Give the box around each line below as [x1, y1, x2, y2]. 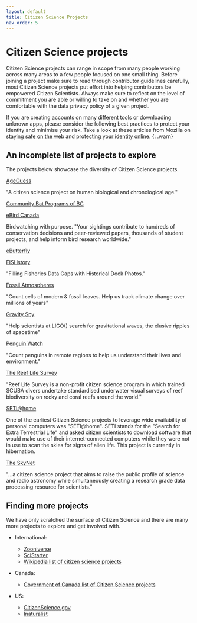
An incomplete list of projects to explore [6, 150, 156, 160]
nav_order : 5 [6, 20, 38, 25]
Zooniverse [23, 545, 51, 553]
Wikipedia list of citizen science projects [23, 558, 122, 565]
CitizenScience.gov [23, 603, 71, 611]
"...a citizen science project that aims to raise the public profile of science [6, 471, 185, 478]
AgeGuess [6, 177, 32, 184]
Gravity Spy [6, 311, 35, 318]
